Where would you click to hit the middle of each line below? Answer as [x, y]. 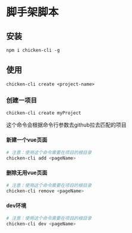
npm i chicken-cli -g [33, 50]
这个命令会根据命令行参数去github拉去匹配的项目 [66, 125]
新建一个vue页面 [27, 140]
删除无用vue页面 [27, 172]
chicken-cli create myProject [44, 113]
